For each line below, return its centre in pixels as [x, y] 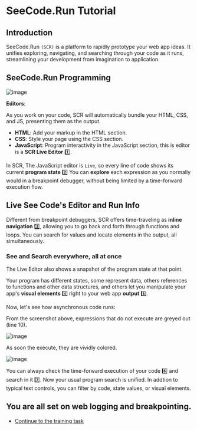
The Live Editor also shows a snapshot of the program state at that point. [94, 269]
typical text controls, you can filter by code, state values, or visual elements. [99, 388]
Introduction [29, 33]
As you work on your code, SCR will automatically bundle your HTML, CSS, [97, 115]
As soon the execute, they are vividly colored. [62, 347]
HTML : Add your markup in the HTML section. [71, 132]
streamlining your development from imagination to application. [83, 59]
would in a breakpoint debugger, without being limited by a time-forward [94, 180]
